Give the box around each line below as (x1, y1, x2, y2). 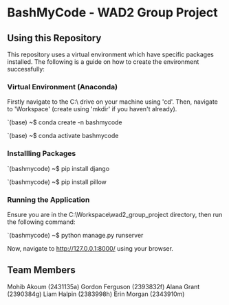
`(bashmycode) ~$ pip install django (7, 164, 110, 172)
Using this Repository (7, 32, 102, 44)
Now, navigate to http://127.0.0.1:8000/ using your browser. (7, 244, 174, 252)
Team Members (7, 264, 76, 276)
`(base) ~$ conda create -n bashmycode (7, 118, 122, 126)
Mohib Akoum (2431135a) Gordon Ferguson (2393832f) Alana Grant (7, 282, 200, 291)
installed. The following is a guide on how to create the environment (7, 58, 199, 66)
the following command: (7, 218, 76, 226)
